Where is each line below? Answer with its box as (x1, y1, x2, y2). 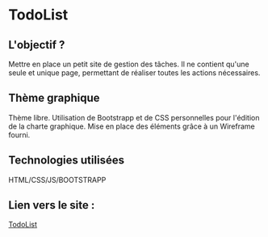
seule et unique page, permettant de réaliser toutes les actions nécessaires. (8, 68, 261, 78)
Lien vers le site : (8, 198, 95, 212)
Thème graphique (8, 91, 100, 105)
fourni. (8, 129, 31, 139)
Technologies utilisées (8, 154, 125, 167)
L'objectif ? (8, 38, 65, 52)
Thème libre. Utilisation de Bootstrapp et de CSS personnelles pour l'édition (8, 112, 260, 122)
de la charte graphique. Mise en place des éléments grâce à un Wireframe (8, 121, 256, 131)
